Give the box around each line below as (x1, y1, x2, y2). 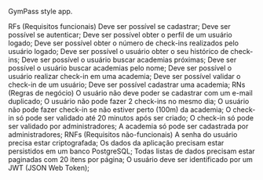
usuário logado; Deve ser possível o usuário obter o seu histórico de (8, 47, 229, 56)
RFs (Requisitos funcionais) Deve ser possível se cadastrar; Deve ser (8, 22, 231, 31)
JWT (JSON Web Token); (8, 164, 90, 172)
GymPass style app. (8, 7, 73, 16)
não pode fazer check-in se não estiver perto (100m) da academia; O (8, 105, 232, 114)
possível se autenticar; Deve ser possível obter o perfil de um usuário (8, 31, 233, 39)
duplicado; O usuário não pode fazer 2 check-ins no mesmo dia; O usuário (8, 97, 250, 106)
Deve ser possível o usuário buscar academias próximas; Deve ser (21, 55, 237, 64)
